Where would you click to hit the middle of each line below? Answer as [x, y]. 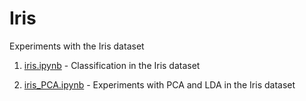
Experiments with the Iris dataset [77, 46]
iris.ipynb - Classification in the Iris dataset [112, 65]
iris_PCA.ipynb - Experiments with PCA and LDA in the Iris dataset [159, 84]
